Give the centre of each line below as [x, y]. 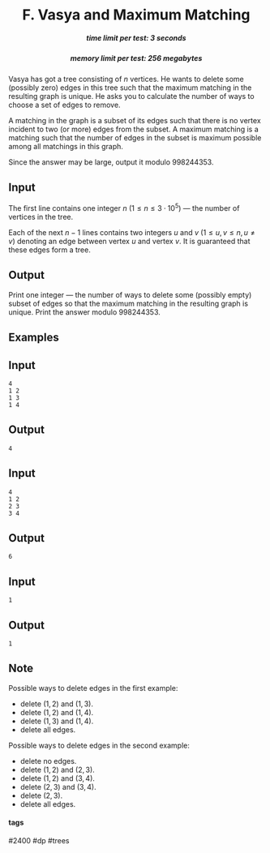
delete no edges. [48, 761]
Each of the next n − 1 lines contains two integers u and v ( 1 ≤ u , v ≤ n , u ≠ [132, 232]
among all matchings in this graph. [66, 146]
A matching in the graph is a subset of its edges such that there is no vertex [135, 120]
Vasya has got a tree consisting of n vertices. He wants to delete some [126, 79]
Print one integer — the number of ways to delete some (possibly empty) [130, 294]
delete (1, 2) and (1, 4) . [57, 712]
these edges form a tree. [49, 250]
